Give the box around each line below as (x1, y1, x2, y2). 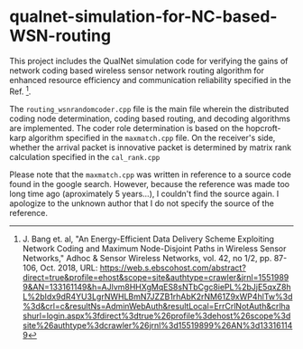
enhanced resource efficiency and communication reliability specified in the (9, 74, 291, 85)
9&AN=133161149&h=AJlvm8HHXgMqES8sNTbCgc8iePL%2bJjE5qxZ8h (22, 281, 291, 292)
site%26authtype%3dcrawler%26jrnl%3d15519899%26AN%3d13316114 (22, 319, 293, 331)
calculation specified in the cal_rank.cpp (9, 151, 161, 162)
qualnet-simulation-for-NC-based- (9, 6, 278, 27)
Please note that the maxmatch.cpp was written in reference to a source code (9, 169, 291, 180)
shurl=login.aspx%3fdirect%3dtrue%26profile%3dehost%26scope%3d (22, 310, 291, 321)
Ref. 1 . (9, 84, 32, 97)
